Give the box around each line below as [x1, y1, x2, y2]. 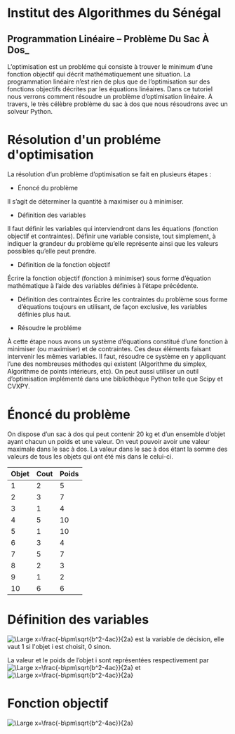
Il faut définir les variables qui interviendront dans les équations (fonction [7, 224, 219, 232]
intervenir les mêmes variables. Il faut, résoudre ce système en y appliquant [7, 352, 227, 360]
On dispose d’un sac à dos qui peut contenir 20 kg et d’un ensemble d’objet [7, 430, 226, 438]
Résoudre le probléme [17, 323, 82, 332]
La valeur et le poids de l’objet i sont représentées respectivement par [7, 655, 209, 664]
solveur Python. [7, 107, 53, 115]
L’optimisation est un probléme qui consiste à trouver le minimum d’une [7, 63, 213, 71]
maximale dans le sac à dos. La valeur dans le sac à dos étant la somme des [7, 445, 228, 453]
